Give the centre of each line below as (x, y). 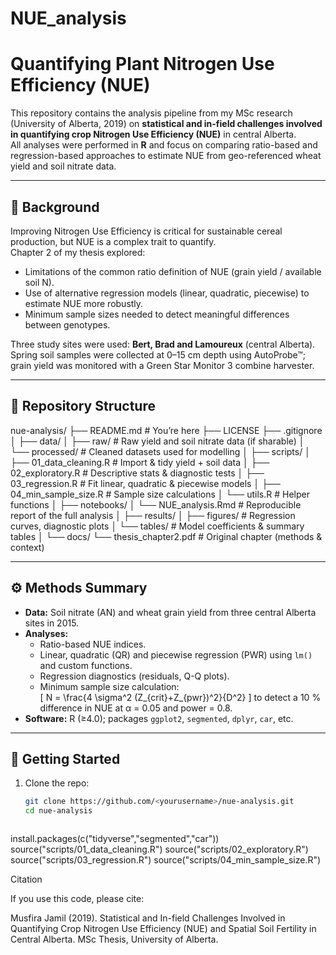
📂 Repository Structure (83, 406)
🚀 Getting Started (65, 758)
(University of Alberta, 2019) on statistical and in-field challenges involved (166, 124)
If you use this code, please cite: (77, 899)
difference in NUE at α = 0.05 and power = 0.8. (136, 708)
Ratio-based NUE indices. (93, 644)
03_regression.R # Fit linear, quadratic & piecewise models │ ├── (145, 483)
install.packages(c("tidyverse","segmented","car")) (115, 839)
